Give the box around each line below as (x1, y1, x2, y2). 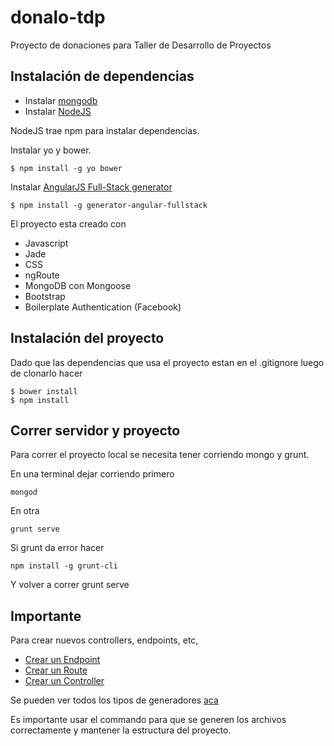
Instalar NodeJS (24, 105, 92, 117)
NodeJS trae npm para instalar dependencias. (10, 124, 200, 136)
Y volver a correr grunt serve (10, 579, 130, 591)
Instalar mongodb (24, 94, 98, 106)
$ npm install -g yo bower (10, 163, 123, 173)
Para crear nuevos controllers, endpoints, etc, (10, 634, 199, 646)
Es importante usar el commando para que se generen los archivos (10, 714, 287, 726)
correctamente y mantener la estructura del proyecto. (10, 724, 232, 736)
